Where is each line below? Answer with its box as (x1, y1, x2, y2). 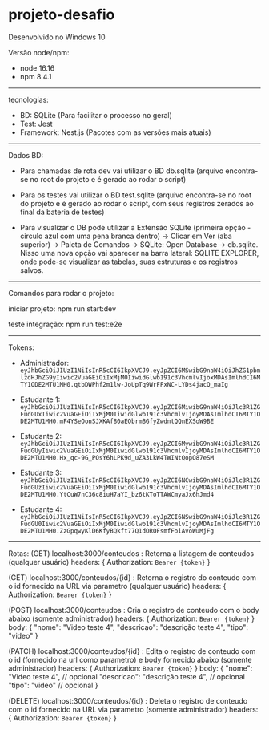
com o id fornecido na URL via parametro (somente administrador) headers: (8, 704, 259, 714)
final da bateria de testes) (19, 207, 105, 217)
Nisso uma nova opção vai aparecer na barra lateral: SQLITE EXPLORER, (19, 248, 259, 258)
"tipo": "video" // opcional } (8, 680, 98, 690)
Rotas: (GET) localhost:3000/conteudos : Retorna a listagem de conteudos (8, 548, 255, 558)
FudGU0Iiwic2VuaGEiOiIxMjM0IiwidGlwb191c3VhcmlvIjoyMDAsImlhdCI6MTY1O (19, 520, 261, 528)
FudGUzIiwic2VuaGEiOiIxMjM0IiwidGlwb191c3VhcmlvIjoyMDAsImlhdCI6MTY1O (19, 483, 261, 491)
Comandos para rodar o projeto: (8, 288, 114, 298)
